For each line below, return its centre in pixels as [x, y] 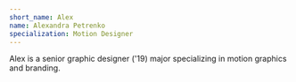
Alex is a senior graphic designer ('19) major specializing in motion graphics [148, 59]
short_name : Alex [41, 17]
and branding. [35, 68]
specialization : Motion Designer [71, 34]
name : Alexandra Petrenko [57, 26]
